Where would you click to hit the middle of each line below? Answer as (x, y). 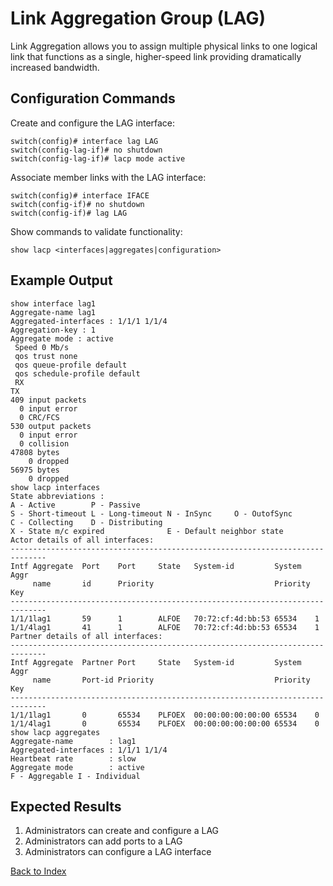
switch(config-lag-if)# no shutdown (86, 150)
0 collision (44, 443)
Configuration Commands (93, 98)
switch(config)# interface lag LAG (84, 141)
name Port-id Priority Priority (171, 680)
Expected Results (66, 806)
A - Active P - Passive (75, 505)
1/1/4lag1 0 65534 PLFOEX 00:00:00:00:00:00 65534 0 (165, 723)
